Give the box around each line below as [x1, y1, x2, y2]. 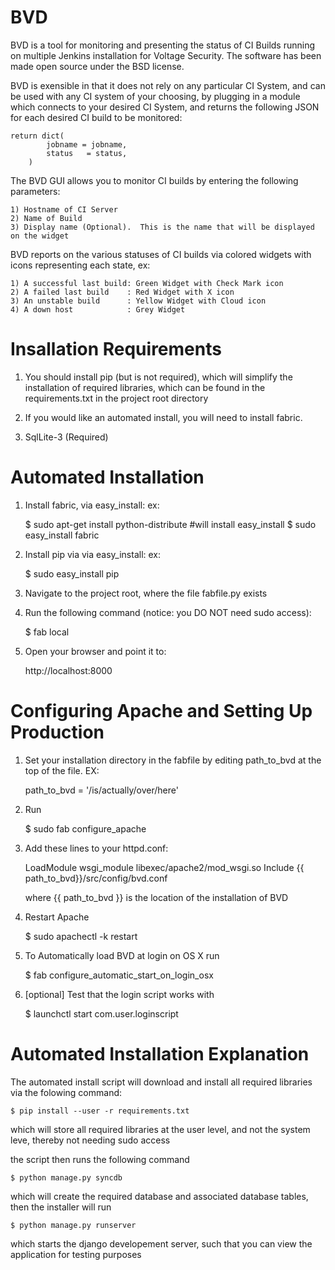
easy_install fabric [24, 529, 100, 541]
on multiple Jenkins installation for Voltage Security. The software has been [10, 49, 322, 61]
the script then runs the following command [10, 1153, 190, 1165]
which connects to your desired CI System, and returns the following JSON [10, 101, 320, 113]
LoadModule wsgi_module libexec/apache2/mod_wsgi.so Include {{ [24, 861, 305, 873]
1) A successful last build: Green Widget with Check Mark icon [10, 278, 284, 288]
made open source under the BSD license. [10, 60, 185, 72]
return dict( [10, 131, 65, 141]
